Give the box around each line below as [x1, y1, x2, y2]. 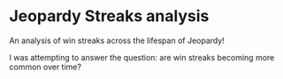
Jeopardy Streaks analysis [9, 6, 210, 26]
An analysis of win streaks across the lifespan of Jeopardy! [9, 35, 226, 46]
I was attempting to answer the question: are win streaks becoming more [9, 52, 275, 62]
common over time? [9, 61, 82, 72]
